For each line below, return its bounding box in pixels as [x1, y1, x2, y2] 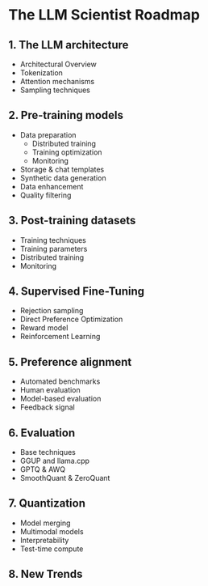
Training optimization [31, 147, 102, 157]
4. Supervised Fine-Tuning [8, 285, 145, 299]
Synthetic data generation [19, 172, 106, 183]
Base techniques [19, 448, 77, 457]
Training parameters [19, 244, 88, 253]
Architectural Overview [19, 59, 97, 69]
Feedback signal [19, 402, 75, 412]
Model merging [19, 518, 71, 528]
